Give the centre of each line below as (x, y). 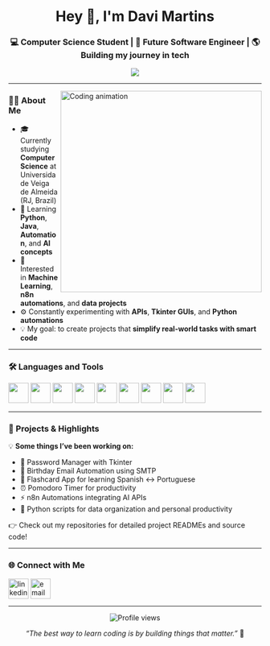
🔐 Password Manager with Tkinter (76, 462)
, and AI (37, 243)
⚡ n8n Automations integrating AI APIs (83, 498)
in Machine (39, 277)
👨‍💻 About (27, 101)
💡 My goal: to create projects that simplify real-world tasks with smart (138, 329)
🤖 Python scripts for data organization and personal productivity (126, 509)
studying (35, 149)
